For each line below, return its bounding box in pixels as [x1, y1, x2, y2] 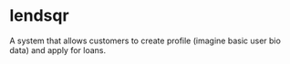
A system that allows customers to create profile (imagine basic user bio [9, 35, 281, 46]
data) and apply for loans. [9, 44, 107, 55]
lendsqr [9, 5, 70, 26]
